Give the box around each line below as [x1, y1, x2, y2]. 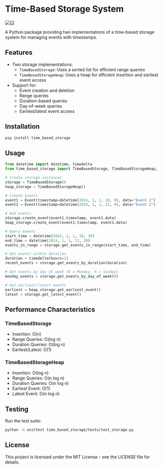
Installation [5, 122, 40, 131]
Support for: [12, 82, 37, 88]
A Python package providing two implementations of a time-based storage [5, 29, 155, 35]
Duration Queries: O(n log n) [12, 380, 69, 386]
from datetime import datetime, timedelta [5, 162, 92, 167]
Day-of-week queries [19, 103, 62, 109]
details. [5, 459, 20, 465]
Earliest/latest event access [19, 108, 75, 114]
